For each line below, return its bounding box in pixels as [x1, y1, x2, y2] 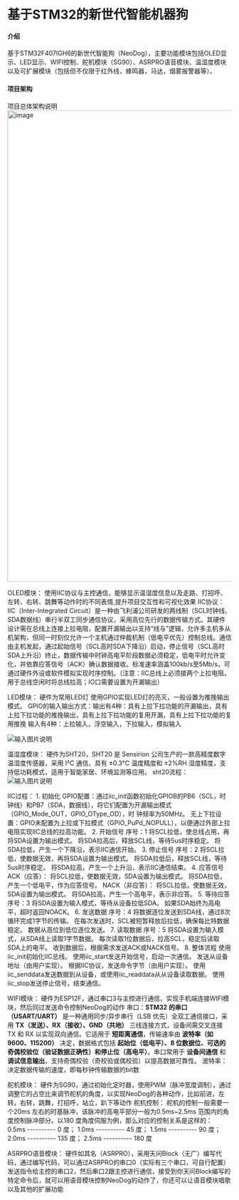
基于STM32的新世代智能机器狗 [7, 6, 188, 23]
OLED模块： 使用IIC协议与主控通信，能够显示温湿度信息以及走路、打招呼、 [7, 588, 227, 597]
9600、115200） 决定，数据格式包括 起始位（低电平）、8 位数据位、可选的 [7, 1038, 226, 1047]
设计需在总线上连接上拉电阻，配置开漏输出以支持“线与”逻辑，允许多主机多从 [7, 624, 231, 632]
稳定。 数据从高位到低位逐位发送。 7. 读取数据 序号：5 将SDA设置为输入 [7, 925, 218, 934]
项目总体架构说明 [7, 101, 58, 111]
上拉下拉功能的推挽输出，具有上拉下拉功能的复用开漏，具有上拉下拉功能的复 [7, 710, 232, 719]
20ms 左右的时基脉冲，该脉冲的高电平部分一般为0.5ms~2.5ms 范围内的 [13, 1107, 223, 1116]
